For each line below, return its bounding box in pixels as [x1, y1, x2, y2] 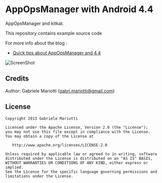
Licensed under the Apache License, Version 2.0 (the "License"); [5, 125, 148, 130]
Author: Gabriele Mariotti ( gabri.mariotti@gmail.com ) [5, 88, 115, 94]
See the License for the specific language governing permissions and [5, 169, 157, 174]
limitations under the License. [5, 173, 73, 178]
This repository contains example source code [5, 30, 102, 36]
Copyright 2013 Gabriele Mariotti [5, 116, 78, 121]
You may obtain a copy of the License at [5, 133, 94, 139]
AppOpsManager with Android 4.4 [5, 4, 153, 15]
